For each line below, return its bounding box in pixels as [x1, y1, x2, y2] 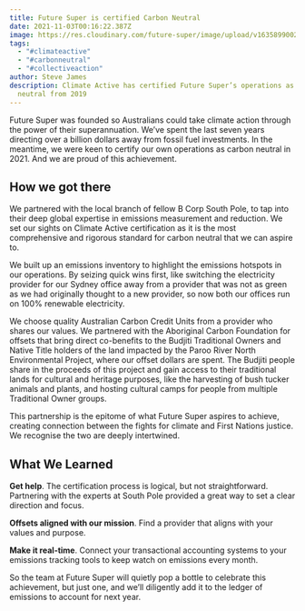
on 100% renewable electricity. [9, 298, 125, 309]
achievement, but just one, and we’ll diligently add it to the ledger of [9, 582, 263, 593]
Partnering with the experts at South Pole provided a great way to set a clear [9, 490, 296, 501]
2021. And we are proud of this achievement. [9, 153, 177, 164]
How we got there [9, 179, 112, 195]
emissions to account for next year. [9, 592, 142, 603]
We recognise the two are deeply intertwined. [9, 430, 180, 441]
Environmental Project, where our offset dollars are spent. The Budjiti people [9, 355, 295, 366]
